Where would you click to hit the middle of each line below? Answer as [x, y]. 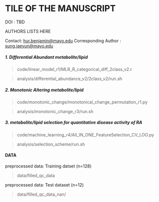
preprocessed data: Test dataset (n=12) [44, 185]
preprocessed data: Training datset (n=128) [48, 166]
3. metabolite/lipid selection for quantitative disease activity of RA [74, 122]
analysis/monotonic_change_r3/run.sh [55, 111]
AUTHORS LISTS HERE [28, 31]
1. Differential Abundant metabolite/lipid [47, 57]
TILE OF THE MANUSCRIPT [60, 8]
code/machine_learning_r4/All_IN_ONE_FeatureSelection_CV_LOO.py [85, 135]
